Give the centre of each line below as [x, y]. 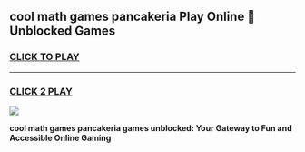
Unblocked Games [63, 31]
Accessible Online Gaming [60, 137]
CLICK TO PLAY [44, 57]
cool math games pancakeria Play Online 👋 [133, 17]
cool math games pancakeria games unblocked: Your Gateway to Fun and [151, 127]
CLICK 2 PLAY [41, 91]
